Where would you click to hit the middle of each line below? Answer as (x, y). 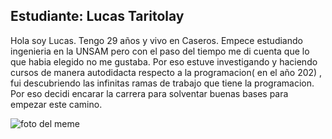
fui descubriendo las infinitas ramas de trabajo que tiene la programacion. (162, 83)
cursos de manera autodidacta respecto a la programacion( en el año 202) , (166, 72)
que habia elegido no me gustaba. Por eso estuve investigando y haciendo (164, 61)
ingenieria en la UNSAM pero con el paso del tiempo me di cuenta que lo (160, 51)
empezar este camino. (56, 104)
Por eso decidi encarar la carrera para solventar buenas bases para (149, 93)
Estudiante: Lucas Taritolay (97, 16)
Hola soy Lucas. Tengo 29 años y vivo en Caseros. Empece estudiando (156, 40)
